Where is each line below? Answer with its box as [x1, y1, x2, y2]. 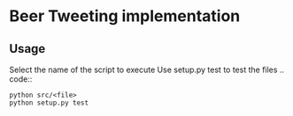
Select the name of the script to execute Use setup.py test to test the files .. [9, 64, 285, 75]
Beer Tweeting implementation [9, 6, 241, 26]
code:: [9, 74, 33, 84]
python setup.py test [9, 98, 89, 107]
